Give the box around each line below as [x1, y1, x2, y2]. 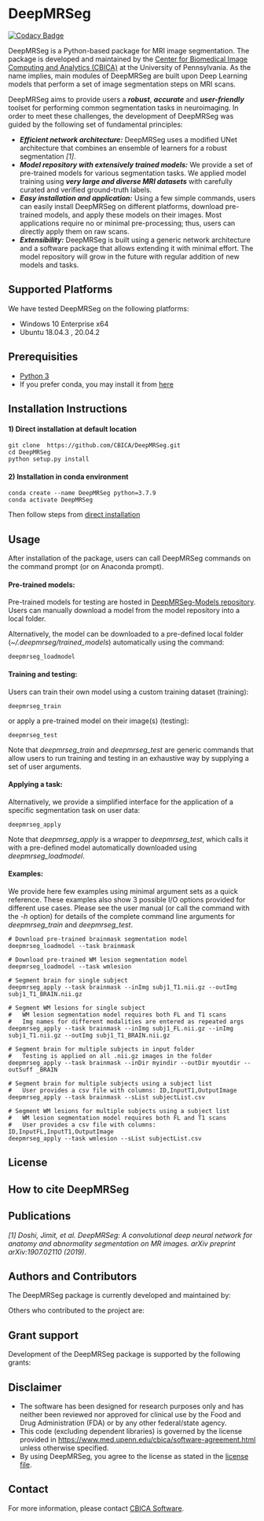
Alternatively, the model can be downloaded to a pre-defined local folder [8, 630, 244, 639]
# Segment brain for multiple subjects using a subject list [8, 1079, 213, 1087]
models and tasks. [19, 260, 79, 270]
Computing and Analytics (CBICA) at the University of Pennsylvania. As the [8, 62, 251, 72]
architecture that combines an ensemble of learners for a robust [19, 143, 227, 152]
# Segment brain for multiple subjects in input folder [8, 1045, 195, 1053]
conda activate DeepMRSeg [8, 496, 93, 504]
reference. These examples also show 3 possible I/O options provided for [8, 895, 246, 904]
